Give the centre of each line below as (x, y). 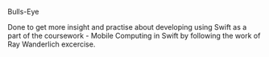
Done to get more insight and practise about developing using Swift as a (127, 27)
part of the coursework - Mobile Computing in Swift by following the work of (134, 36)
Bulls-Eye (23, 12)
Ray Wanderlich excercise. (52, 44)
